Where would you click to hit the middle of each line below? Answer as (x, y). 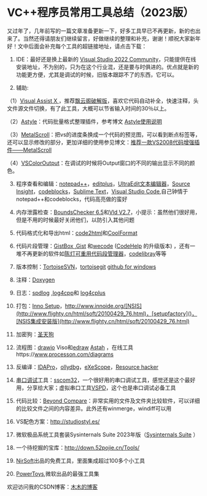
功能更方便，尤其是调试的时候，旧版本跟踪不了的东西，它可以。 (96, 74)
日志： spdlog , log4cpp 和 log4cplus (61, 293)
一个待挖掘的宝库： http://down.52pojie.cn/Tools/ (78, 447)
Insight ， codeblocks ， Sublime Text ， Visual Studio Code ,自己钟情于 (102, 191)
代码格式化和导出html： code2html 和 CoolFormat (76, 233)
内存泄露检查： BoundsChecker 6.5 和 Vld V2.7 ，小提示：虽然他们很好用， (108, 212)
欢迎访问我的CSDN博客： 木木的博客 (52, 487)
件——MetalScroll (29, 150)
